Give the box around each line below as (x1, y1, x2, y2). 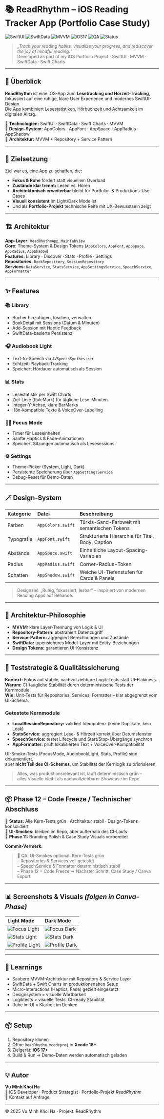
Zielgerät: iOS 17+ (12, 1047, 48, 1053)
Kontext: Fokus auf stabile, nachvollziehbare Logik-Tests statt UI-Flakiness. (5, 676, 157, 682)
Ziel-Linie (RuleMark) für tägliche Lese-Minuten (12, 396, 108, 403)
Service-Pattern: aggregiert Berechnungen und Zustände (12, 634, 129, 640)
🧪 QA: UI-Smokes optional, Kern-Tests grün (17, 853, 104, 858)
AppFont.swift (37, 536, 70, 542)
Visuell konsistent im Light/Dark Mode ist (12, 198, 97, 204)
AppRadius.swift (37, 562, 75, 567)
